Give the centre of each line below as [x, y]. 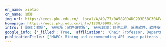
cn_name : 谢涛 [19, 14]
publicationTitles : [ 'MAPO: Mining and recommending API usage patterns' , [84, 37]
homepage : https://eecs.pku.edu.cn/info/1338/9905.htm [63, 23]
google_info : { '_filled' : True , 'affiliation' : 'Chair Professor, [75, 32]
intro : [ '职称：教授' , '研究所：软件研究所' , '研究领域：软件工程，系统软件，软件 [81, 28]
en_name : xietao [22, 10]
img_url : [14, 19]
